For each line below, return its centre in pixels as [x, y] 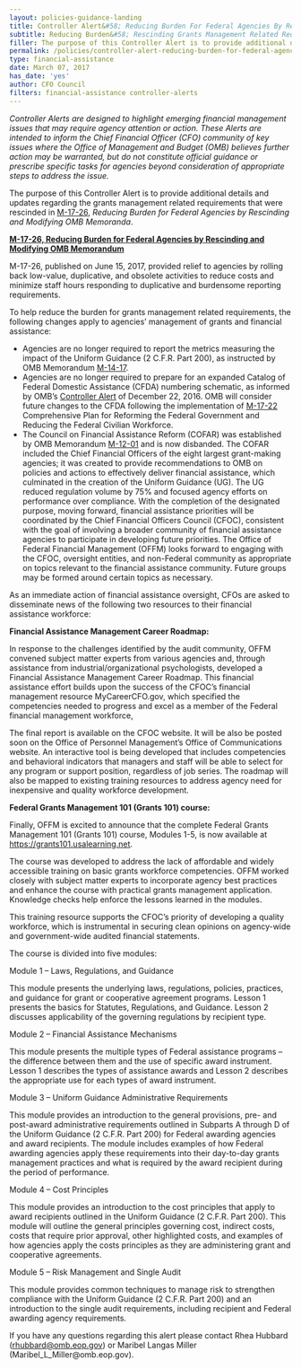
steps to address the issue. [59, 175]
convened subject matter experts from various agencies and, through [138, 658]
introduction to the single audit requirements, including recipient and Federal [150, 1308]
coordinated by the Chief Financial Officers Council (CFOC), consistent [153, 520]
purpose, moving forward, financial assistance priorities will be [138, 510]
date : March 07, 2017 [50, 68]
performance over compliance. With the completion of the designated [151, 501]
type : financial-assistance [62, 59]
